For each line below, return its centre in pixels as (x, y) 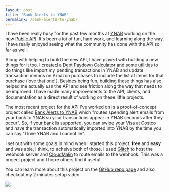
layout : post (19, 10)
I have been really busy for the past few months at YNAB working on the (80, 34)
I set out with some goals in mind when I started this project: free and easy (83, 143)
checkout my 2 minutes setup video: (43, 175)
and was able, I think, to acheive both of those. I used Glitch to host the (79, 149)
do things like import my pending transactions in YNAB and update (74, 70)
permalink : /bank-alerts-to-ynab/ (42, 19)
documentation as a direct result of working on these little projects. (75, 97)
